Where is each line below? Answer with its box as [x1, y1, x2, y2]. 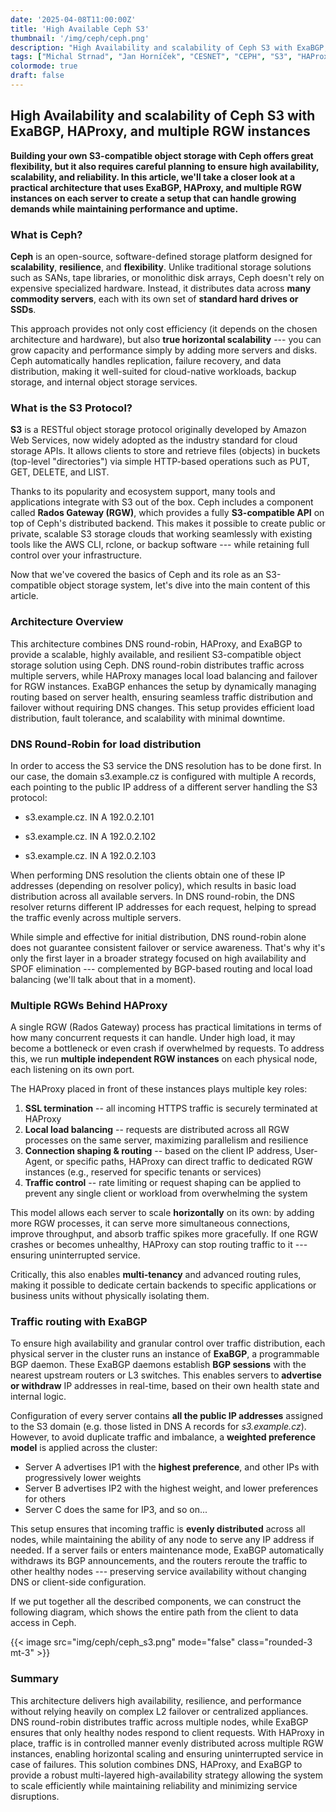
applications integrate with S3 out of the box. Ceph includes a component [10, 496, 314, 508]
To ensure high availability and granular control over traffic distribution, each [10, 1337, 326, 1350]
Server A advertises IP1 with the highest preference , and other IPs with [24, 1461, 320, 1473]
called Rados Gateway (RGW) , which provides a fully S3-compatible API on [10, 507, 325, 519]
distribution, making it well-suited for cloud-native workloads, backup [10, 365, 297, 377]
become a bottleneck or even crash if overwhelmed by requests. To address [10, 1042, 325, 1055]
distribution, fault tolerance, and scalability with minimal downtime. [10, 712, 286, 724]
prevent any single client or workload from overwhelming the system [24, 1187, 308, 1200]
